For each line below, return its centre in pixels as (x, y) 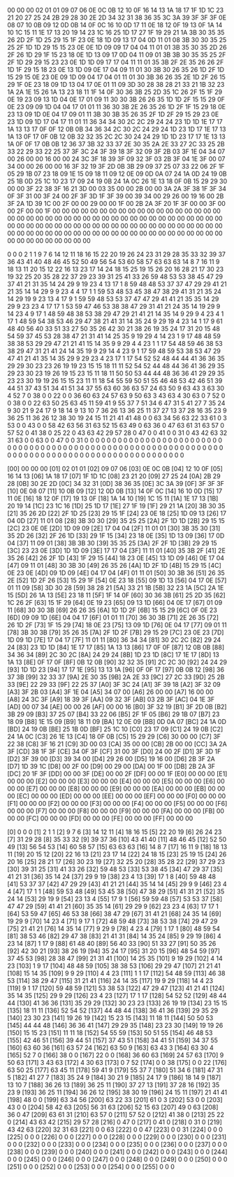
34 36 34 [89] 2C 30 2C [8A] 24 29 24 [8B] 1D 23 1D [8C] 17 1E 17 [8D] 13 (114, 655)
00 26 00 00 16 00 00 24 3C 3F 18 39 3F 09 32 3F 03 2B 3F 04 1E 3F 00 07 (116, 159)
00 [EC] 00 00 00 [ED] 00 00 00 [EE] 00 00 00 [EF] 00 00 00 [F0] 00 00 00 (117, 796)
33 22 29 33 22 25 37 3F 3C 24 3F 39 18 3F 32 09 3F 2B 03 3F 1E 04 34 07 (116, 151)
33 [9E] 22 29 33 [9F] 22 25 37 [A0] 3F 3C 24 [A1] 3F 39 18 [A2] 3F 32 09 (114, 684)
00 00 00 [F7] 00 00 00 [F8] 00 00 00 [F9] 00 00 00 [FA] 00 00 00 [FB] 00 (116, 811)
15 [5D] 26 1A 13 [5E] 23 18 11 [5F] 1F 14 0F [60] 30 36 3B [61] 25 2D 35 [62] (116, 595)
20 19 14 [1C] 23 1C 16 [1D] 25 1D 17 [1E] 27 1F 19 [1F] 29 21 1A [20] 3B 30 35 (116, 506)
